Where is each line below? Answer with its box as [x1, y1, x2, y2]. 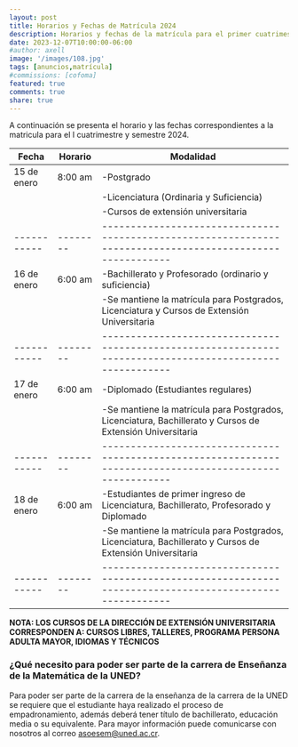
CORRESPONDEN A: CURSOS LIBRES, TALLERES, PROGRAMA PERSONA [9, 627, 280, 638]
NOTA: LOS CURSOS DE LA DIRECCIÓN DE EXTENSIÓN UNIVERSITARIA [9, 617, 277, 628]
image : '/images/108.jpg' [9, 54, 105, 63]
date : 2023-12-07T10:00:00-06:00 [9, 37, 133, 47]
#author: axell [9, 46, 66, 55]
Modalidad [169, 150, 216, 163]
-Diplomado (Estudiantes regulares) [101, 383, 253, 396]
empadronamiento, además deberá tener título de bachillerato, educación [9, 709, 278, 719]
